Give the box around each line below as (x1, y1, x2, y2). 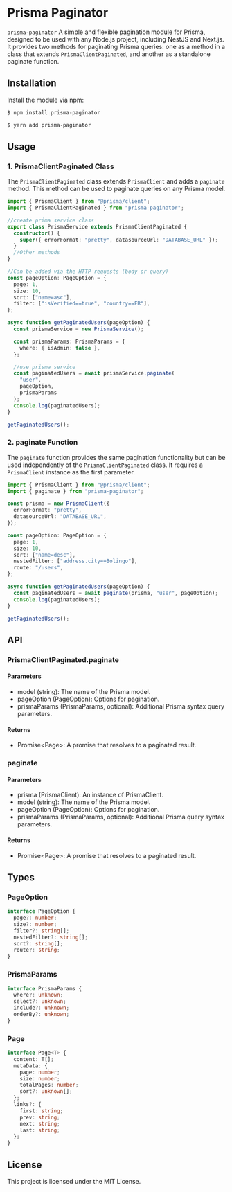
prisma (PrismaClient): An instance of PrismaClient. (17, 791, 164, 799)
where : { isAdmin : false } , (19, 344, 100, 351)
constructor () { (13, 230, 60, 237)
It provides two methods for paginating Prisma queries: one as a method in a (7, 42, 226, 51)
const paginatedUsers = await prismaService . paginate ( (13, 370, 175, 377)
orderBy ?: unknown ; (13, 1011, 70, 1018)
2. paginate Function (7, 438, 78, 447)
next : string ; (19, 1120, 60, 1127)
